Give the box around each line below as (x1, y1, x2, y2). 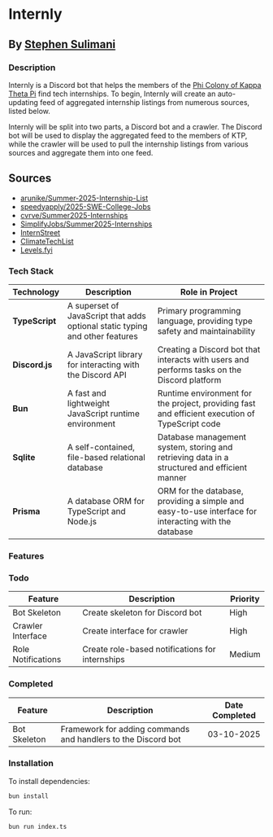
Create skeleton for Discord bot (82, 607, 202, 619)
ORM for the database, (157, 485, 244, 497)
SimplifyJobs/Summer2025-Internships (19, 219, 153, 229)
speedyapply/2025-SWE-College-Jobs (19, 201, 151, 212)
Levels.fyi (19, 245, 53, 255)
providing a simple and (157, 495, 245, 506)
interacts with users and (157, 353, 249, 365)
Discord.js (12, 359, 53, 370)
